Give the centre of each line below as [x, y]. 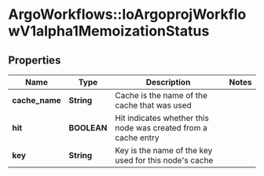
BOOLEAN [88, 128]
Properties [35, 60]
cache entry [137, 137]
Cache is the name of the [161, 95]
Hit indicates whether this [162, 118]
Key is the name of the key [164, 150]
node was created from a [161, 128]
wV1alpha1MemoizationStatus [109, 31]
